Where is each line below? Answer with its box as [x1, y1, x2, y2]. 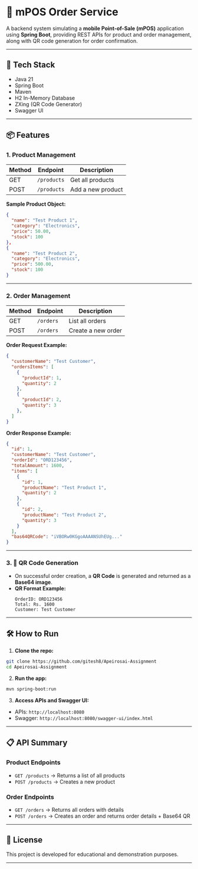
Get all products [70, 176, 114, 184]
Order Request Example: [6, 342, 67, 349]
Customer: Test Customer [14, 606, 76, 612]
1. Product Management [6, 151, 76, 159]
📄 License [6, 835, 43, 845]
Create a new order [68, 326, 123, 335]
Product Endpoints [6, 758, 61, 766]
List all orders [68, 317, 106, 325]
